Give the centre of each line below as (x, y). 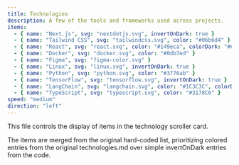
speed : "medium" (31, 100)
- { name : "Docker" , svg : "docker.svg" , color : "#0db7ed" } (105, 54)
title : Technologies (38, 14)
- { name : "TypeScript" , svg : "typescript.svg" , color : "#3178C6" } (117, 93)
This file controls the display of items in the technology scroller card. (108, 126)
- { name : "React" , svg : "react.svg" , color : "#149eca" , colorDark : (117, 47)
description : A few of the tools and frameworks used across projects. (116, 21)
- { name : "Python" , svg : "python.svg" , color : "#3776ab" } (105, 73)
